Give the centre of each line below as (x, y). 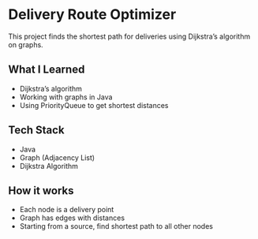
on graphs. (26, 44)
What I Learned (47, 70)
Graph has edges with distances (72, 218)
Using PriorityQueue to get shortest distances (94, 105)
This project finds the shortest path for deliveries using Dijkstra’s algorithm (129, 36)
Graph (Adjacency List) (57, 157)
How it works (41, 190)
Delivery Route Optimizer (92, 15)
